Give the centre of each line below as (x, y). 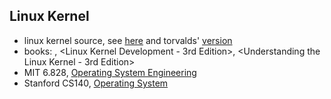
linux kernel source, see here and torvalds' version (128, 40)
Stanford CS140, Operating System (96, 83)
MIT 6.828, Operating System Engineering (110, 72)
